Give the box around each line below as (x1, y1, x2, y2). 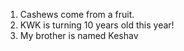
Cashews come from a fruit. (19, 9, 135, 20)
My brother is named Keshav (19, 30, 139, 41)
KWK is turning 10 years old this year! (19, 19, 175, 31)
